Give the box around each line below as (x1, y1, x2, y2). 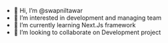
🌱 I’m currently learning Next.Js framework (13, 21, 136, 29)
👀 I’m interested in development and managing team (13, 14, 162, 22)
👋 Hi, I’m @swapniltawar (13, 7, 83, 14)
